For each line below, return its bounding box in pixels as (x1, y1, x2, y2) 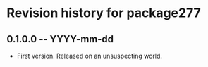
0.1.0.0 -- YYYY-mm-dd (6, 33, 114, 45)
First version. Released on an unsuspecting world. (16, 51, 163, 60)
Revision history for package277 (6, 5, 202, 21)
